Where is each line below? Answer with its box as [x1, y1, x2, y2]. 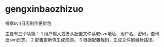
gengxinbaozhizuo [5, 3, 84, 15]
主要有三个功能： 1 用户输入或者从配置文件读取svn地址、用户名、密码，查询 [5, 30, 160, 36]
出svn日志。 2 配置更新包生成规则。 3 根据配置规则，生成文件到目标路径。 [5, 37, 157, 43]
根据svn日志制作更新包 [5, 20, 52, 26]
